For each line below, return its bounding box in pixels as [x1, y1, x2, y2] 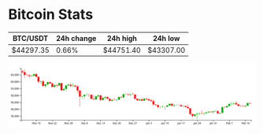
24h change [56, 34, 97, 43]
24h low [152, 34, 180, 43]
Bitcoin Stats [8, 6, 94, 24]
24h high [106, 34, 138, 43]
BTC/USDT [13, 34, 49, 43]
